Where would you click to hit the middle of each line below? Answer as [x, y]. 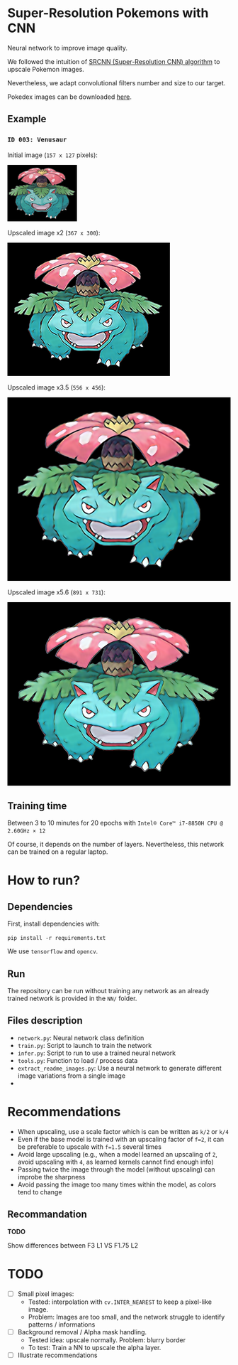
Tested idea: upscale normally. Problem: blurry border [107, 1340]
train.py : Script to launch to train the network [85, 1045]
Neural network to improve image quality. [68, 48]
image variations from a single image [72, 1076]
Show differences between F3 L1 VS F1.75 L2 [73, 1245]
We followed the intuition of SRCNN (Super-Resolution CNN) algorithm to [114, 61]
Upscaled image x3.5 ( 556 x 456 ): [57, 387]
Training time [37, 806]
